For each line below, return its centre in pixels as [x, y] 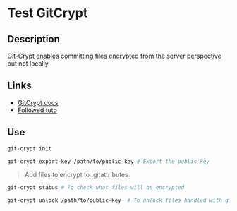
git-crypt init [30, 149]
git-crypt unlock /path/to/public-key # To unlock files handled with [115, 200]
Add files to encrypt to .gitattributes [76, 175]
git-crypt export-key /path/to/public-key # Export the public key [109, 161]
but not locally [28, 64]
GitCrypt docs [38, 102]
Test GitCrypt [48, 13]
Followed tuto [37, 110]
